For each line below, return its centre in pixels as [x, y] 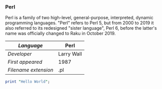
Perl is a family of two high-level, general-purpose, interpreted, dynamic [79, 18]
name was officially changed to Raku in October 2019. [61, 34]
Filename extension [31, 70]
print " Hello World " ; [28, 82]
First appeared [25, 62]
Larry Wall [70, 54]
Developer [20, 54]
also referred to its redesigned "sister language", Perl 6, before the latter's [81, 28]
